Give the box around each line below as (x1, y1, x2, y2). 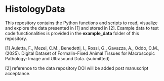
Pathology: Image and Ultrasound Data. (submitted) (5, 55, 110, 61)
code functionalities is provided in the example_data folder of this (5, 30, 139, 36)
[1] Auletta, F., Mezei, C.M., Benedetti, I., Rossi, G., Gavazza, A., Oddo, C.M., (5, 45, 160, 51)
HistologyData (5, 3, 65, 15)
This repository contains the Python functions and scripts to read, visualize (5, 20, 158, 26)
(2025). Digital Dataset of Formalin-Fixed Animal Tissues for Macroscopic (5, 50, 155, 56)
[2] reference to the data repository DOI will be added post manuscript (5, 65, 149, 71)
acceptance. (5, 70, 31, 76)
